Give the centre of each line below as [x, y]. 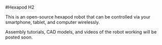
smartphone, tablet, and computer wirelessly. [53, 22]
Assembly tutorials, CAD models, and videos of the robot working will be [81, 32]
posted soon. [19, 37]
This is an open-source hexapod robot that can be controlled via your [78, 17]
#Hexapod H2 [20, 7]
